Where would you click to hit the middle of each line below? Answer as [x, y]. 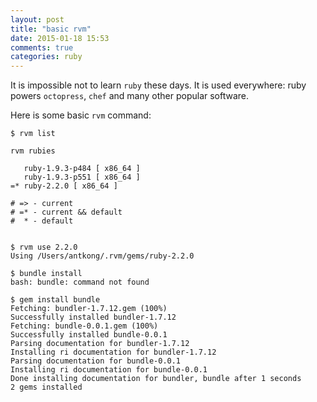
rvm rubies [33, 151]
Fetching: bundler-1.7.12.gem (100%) [89, 309]
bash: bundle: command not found [80, 282]
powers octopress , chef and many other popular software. [130, 96]
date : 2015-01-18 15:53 [60, 38]
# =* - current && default [66, 212]
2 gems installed [46, 387]
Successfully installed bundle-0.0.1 [89, 335]
